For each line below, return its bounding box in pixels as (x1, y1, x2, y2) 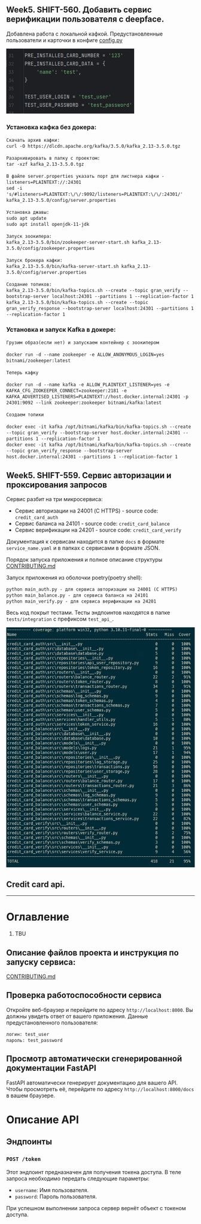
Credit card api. (6, 879, 65, 889)
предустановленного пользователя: (6, 1018, 98, 1026)
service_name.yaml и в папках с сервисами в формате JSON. (6, 544, 160, 552)
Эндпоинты (6, 1137, 53, 1147)
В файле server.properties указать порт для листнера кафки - (6, 174, 165, 180)
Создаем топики (6, 412, 44, 418)
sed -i (6, 186, 23, 192)
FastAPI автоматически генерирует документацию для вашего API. (6, 1079, 178, 1086)
